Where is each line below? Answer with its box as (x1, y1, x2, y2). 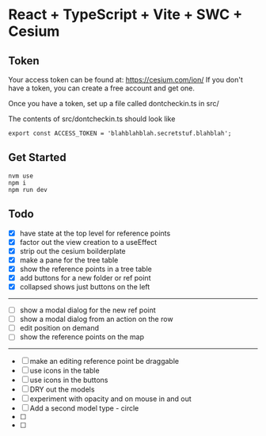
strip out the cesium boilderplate (19, 246, 127, 255)
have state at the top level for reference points (19, 228, 171, 238)
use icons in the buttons (29, 375, 108, 385)
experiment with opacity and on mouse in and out (29, 394, 192, 403)
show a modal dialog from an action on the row (19, 315, 173, 324)
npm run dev (8, 185, 47, 193)
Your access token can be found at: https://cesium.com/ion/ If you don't (8, 75, 244, 84)
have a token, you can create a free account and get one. (8, 83, 196, 93)
